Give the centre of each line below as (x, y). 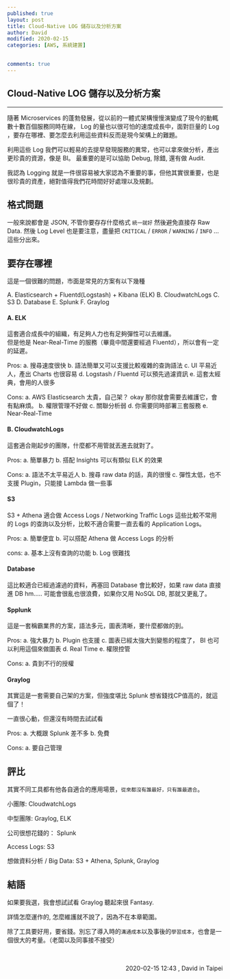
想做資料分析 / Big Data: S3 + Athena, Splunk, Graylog (83, 861)
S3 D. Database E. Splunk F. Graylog (58, 302)
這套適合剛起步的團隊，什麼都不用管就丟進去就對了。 (82, 445)
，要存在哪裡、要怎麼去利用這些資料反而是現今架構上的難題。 (94, 135)
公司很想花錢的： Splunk (42, 833)
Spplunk (20, 610)
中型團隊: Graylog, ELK (39, 819)
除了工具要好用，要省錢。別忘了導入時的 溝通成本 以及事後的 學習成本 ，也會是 (112, 932)
